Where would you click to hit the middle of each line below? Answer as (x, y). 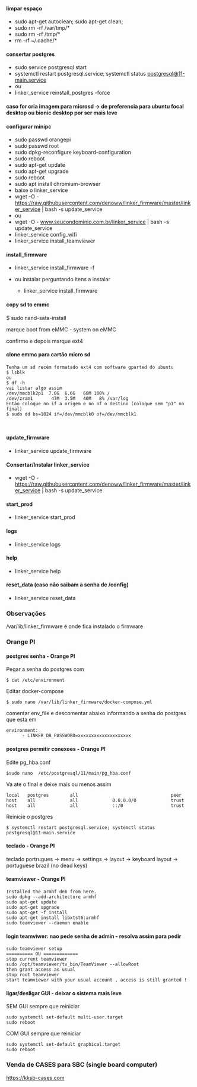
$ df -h (16, 383)
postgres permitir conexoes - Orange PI (56, 749)
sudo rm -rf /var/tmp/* (42, 28)
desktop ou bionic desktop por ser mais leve (62, 113)
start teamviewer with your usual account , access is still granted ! (96, 980)
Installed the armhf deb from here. (51, 892)
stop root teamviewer (33, 975)
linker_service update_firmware (53, 451)
